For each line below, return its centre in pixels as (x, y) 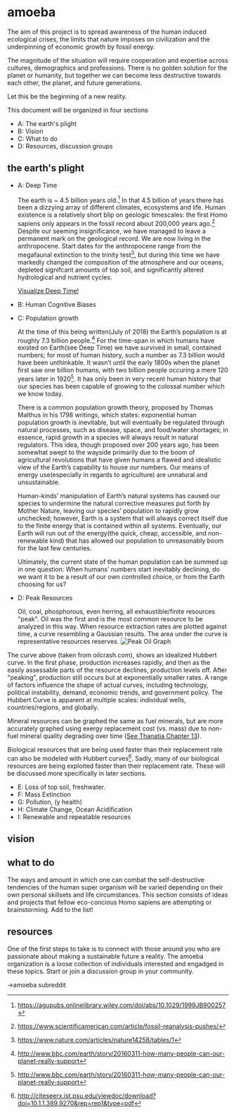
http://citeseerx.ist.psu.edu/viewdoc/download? (87, 1096)
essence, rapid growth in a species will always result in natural (108, 438)
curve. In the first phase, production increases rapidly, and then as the (109, 663)
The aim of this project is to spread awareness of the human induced (107, 32)
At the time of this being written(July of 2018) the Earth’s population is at (122, 331)
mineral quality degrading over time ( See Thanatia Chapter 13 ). (111, 736)
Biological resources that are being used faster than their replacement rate (115, 749)
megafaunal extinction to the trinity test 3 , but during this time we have (118, 254)
